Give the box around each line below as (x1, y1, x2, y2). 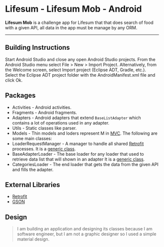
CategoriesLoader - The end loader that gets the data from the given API (12, 161, 159, 167)
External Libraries (5, 181, 60, 189)
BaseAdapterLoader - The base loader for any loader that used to (12, 151, 144, 157)
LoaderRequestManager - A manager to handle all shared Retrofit (12, 141, 144, 146)
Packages (5, 91, 36, 100)
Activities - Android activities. (12, 104, 72, 110)
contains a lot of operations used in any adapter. (12, 120, 110, 125)
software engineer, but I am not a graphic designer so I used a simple (17, 231, 157, 237)
